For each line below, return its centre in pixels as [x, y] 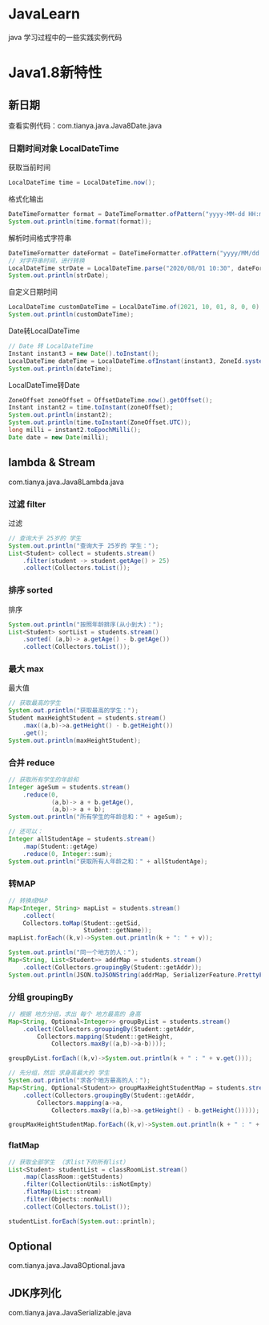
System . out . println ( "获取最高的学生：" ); [73, 711]
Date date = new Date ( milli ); [59, 437]
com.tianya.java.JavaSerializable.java [70, 1313]
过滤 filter [27, 504]
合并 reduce [32, 762]
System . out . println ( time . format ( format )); [80, 222]
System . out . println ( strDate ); [59, 275]
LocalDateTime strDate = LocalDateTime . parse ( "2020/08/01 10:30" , [121, 268]
